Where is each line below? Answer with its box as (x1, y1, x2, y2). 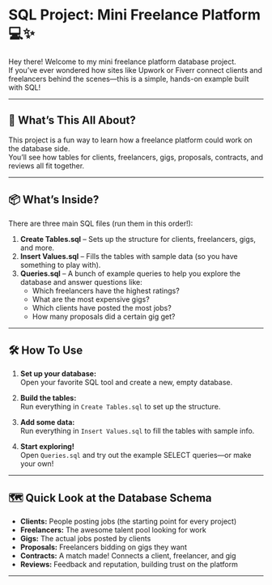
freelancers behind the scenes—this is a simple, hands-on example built (8, 74, 249, 83)
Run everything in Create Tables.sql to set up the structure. (19, 402, 221, 412)
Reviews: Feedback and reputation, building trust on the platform (19, 560, 239, 570)
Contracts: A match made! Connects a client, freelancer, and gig (19, 551, 236, 561)
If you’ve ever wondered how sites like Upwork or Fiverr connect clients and (8, 65, 263, 74)
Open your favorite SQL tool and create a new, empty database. (19, 378, 233, 388)
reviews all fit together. (8, 160, 85, 171)
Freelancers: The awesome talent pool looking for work (19, 525, 206, 535)
